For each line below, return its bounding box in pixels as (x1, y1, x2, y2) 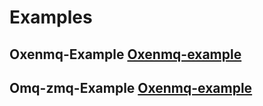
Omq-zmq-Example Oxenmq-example (9, 79, 253, 96)
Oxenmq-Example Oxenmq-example (9, 46, 242, 63)
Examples (9, 6, 93, 29)
